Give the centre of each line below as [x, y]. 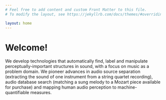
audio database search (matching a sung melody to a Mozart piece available [83, 82]
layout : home [19, 23]
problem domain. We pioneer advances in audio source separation [73, 71]
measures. [41, 93]
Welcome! [26, 48]
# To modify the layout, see [35, 14]
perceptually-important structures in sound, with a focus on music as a [77, 67]
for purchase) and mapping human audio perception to [61, 87]
